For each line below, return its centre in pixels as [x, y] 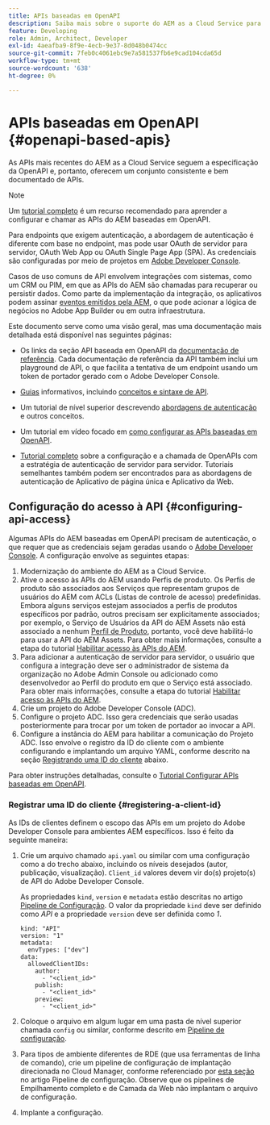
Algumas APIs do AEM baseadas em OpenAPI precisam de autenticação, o [132, 539]
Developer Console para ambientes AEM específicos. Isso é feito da [121, 831]
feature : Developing [43, 31]
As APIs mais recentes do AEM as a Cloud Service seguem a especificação [133, 162]
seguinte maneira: [38, 840]
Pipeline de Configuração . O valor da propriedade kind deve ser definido [141, 905]
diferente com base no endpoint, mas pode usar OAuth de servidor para [128, 244]
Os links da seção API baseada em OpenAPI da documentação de [129, 350]
